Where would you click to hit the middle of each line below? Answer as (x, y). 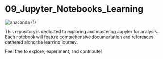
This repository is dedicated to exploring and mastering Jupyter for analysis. (81, 31)
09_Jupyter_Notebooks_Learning (74, 9)
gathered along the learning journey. (42, 42)
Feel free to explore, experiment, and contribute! (54, 51)
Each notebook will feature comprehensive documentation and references (79, 37)
